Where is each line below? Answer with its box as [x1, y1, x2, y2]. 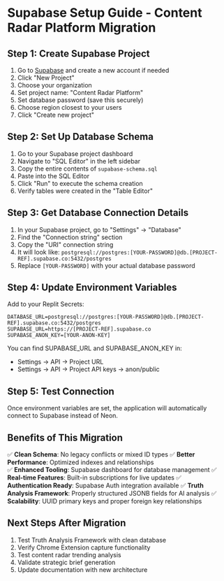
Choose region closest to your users [17, 103, 122, 111]
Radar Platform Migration [7, 20, 156, 36]
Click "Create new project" [17, 110, 95, 119]
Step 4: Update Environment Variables [7, 282, 177, 294]
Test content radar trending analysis [17, 550, 121, 559]
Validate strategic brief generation [17, 558, 116, 566]
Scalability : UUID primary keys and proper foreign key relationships [7, 497, 202, 505]
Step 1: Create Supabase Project [7, 48, 150, 59]
